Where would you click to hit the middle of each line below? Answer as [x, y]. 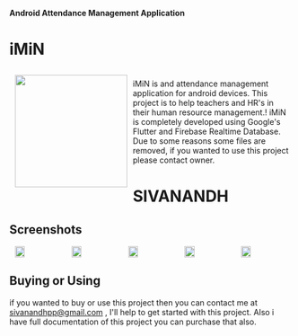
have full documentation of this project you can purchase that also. [133, 322]
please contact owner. [174, 160]
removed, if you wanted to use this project [211, 150]
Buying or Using [55, 281]
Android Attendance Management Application [97, 13]
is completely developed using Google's [207, 121]
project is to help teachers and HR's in [203, 102]
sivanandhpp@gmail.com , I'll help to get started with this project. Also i [142, 312]
